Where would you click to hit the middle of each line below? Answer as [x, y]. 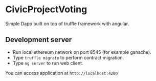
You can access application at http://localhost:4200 [62, 73]
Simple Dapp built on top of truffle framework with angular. [67, 24]
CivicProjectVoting [46, 9]
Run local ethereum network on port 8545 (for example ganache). [82, 52]
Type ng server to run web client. [48, 63]
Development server [39, 40]
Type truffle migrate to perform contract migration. [68, 57]
